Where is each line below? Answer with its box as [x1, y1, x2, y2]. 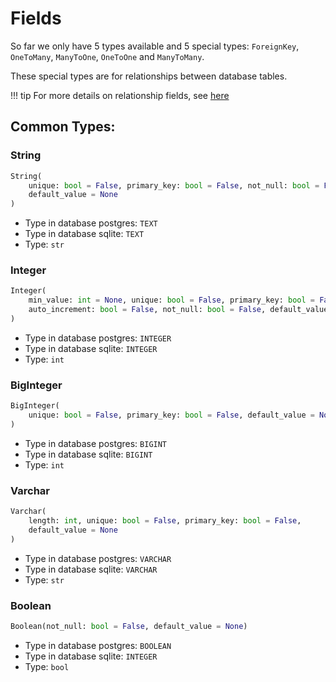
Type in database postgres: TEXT [24, 217, 158, 229]
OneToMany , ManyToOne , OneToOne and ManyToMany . [10, 50, 205, 62]
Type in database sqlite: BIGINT [24, 448, 153, 460]
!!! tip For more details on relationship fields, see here [10, 89, 230, 101]
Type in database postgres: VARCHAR [24, 552, 172, 564]
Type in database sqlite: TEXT [24, 228, 145, 240]
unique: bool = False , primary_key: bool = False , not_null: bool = [28, 180, 320, 191]
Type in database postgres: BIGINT [24, 437, 168, 449]
